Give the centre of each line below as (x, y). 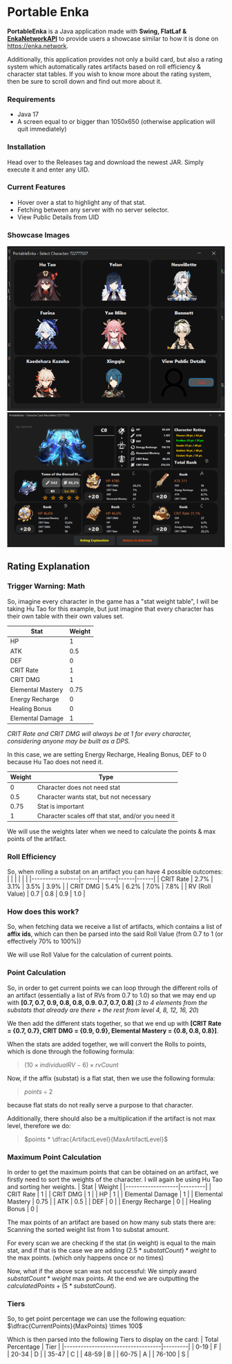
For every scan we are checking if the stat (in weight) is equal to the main (112, 1243)
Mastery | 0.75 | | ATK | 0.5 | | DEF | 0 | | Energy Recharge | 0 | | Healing (109, 1201)
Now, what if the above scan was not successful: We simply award (102, 1271)
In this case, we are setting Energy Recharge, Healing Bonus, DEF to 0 (107, 754)
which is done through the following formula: (71, 1051)
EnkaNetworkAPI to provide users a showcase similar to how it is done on (113, 38)
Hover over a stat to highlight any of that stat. (81, 202)
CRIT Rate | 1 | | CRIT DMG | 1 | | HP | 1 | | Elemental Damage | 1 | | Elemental (115, 1194)
